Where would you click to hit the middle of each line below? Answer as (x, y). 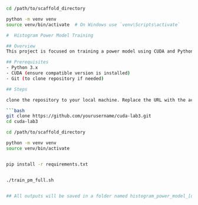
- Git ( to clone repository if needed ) (55, 79)
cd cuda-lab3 (22, 122)
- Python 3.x (22, 68)
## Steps (17, 89)
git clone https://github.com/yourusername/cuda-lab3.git (79, 116)
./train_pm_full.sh (30, 180)
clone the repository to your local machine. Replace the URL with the (96, 100)
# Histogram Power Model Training (50, 35)
